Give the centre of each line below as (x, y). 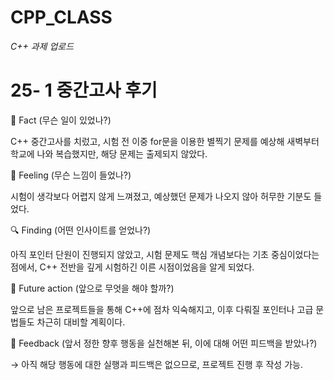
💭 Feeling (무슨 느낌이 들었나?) (71, 175)
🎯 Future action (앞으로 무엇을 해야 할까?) (92, 288)
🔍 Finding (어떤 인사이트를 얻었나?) (81, 230)
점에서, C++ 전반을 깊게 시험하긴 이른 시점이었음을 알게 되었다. (132, 267)
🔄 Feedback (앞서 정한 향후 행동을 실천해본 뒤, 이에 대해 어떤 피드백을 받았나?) (164, 343)
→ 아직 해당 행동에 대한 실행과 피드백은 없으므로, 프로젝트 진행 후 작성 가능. (156, 364)
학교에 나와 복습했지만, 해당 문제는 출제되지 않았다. (109, 153)
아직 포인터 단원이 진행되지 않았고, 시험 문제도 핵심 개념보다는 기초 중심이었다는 (165, 254)
